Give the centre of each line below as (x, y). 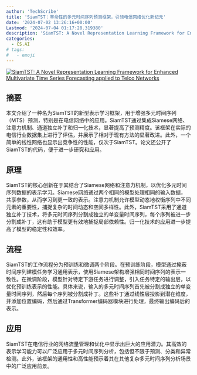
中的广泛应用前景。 (29, 366)
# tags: (16, 50)
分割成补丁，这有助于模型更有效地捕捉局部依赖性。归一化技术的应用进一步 (96, 222)
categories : (21, 39)
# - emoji (21, 55)
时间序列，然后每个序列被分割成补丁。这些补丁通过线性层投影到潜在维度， (101, 294)
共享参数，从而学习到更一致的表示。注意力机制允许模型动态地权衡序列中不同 (98, 200)
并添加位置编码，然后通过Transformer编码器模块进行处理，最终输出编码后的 (98, 301)
